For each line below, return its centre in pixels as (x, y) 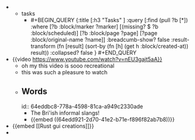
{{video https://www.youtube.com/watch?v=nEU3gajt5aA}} (87, 59)
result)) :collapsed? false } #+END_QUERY (83, 52)
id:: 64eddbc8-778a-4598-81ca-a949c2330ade (82, 106)
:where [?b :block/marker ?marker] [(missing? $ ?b (94, 26)
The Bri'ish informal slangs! (65, 113)
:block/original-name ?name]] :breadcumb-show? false (100, 40)
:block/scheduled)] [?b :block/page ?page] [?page (94, 33)
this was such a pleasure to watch (64, 72)
